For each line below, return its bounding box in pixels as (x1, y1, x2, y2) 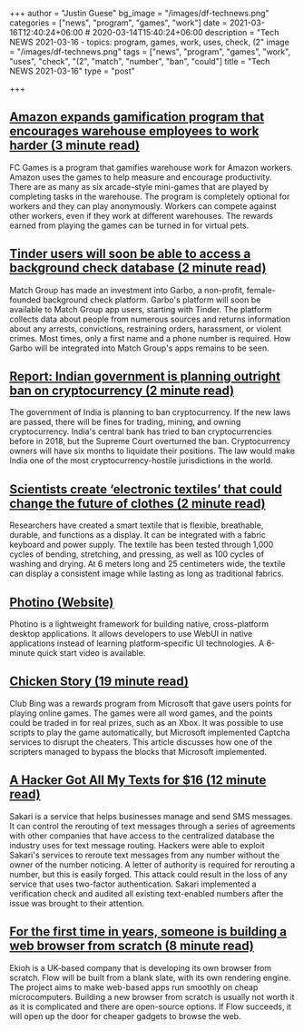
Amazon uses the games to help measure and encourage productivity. (9, 172, 272, 183)
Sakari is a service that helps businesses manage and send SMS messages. (9, 810, 293, 821)
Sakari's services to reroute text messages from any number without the (9, 849, 279, 860)
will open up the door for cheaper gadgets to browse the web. (9, 1010, 241, 1021)
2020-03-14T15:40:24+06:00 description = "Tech (92, 27, 279, 37)
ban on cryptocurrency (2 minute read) (9, 383, 235, 399)
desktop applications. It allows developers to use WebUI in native (9, 629, 253, 639)
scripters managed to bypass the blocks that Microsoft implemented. (9, 746, 268, 757)
